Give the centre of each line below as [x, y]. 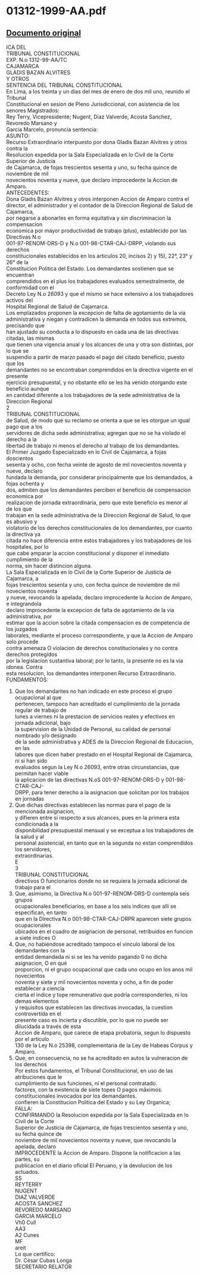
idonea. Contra [24, 667]
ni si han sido [31, 761]
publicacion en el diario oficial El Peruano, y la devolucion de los [93, 1165]
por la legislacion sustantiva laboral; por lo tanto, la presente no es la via [95, 661]
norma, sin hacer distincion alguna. [49, 566]
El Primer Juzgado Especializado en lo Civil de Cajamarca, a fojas [86, 452]
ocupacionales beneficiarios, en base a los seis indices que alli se [96, 906]
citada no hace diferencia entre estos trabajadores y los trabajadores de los [99, 540]
